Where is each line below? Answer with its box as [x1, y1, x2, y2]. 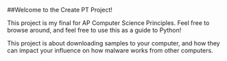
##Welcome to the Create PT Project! [7, 6, 113, 14]
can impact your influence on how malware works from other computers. [7, 47, 214, 54]
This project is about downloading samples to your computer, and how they [7, 39, 221, 47]
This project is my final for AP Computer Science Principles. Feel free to [7, 19, 210, 26]
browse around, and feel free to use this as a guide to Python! [7, 26, 182, 34]
